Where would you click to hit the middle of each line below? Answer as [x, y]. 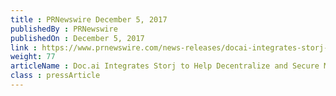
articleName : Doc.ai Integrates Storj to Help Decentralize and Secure [165, 66]
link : [24, 47]
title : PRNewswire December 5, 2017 [89, 19]
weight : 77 [33, 57]
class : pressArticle [55, 76]
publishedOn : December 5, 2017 [77, 38]
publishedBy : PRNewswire [64, 29]
